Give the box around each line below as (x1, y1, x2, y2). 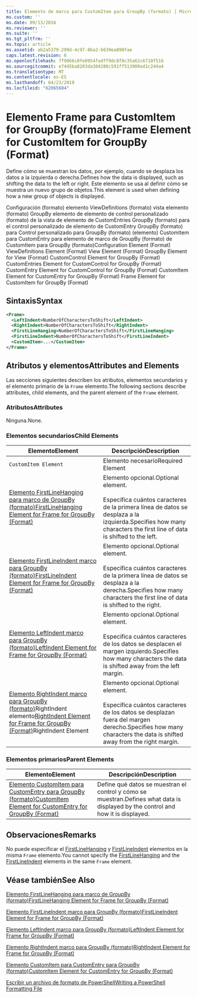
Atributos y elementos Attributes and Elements (6, 361, 179, 371)
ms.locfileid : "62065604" (6, 85, 69, 91)
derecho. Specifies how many (103, 723, 184, 731)
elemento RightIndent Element (9, 712, 91, 720)
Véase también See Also (6, 875, 95, 885)
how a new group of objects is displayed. (6, 192, 106, 199)
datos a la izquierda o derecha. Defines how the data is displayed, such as (6, 174, 184, 181)
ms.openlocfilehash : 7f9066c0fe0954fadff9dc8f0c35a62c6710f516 (6, 58, 164, 64)
